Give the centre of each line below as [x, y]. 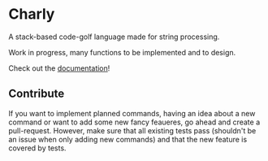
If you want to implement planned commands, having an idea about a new [132, 113]
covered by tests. [37, 148]
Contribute [37, 94]
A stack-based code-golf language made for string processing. [114, 37]
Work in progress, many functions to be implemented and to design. [122, 52]
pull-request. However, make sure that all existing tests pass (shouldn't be [132, 130]
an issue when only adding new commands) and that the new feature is [128, 139]
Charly [32, 14]
